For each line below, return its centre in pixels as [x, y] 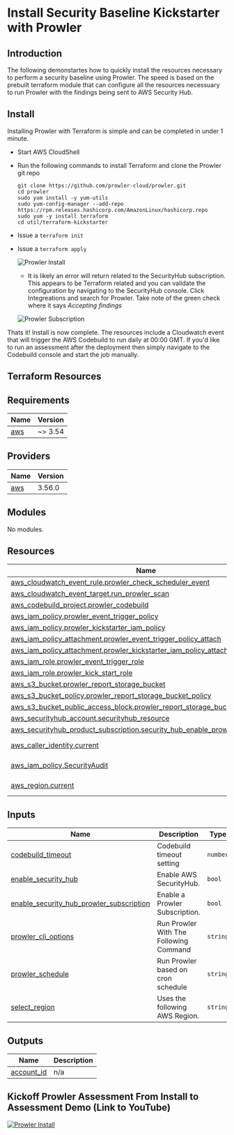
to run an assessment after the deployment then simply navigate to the [109, 347]
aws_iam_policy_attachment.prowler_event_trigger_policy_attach [116, 639]
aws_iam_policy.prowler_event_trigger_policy [85, 616]
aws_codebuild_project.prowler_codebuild [80, 605]
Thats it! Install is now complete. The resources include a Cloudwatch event [116, 332]
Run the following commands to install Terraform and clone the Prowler [119, 165]
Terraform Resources [55, 377]
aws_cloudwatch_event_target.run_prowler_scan [90, 594]
